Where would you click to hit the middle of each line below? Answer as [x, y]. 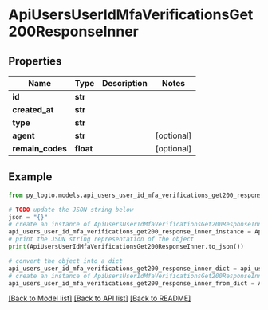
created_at [33, 110]
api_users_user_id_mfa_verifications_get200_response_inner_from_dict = [132, 283]
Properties [35, 61]
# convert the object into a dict [66, 261]
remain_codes [40, 149]
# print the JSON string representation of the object [101, 239]
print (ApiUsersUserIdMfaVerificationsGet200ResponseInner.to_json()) [126, 247]
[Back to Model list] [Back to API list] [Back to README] [100, 298]
